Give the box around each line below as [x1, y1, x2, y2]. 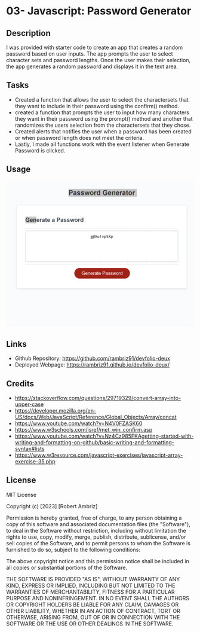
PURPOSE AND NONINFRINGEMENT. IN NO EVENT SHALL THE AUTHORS [6, 594, 190, 602]
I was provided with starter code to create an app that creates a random [6, 44, 183, 51]
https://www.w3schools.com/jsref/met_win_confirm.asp [14, 426, 153, 433]
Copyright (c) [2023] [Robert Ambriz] [6, 502, 98, 509]
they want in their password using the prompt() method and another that [14, 115, 193, 122]
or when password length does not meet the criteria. [14, 134, 144, 141]
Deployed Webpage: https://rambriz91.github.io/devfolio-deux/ [14, 361, 170, 368]
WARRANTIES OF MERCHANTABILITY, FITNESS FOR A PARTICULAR [6, 588, 175, 596]
